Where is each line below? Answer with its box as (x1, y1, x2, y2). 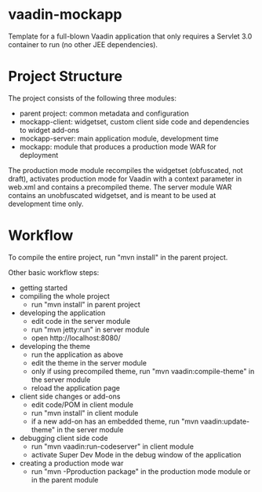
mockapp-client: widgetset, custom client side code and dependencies (19, 116, 249, 127)
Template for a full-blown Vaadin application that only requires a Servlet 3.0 (8, 31, 253, 41)
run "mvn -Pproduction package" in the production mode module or (31, 466, 251, 476)
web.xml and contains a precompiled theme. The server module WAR (8, 182, 232, 192)
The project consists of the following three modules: (8, 93, 176, 103)
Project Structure (8, 68, 123, 86)
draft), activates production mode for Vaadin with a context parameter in (8, 174, 242, 183)
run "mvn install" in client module (31, 408, 139, 417)
